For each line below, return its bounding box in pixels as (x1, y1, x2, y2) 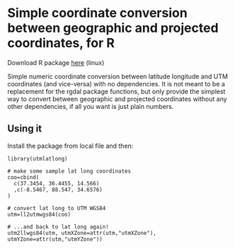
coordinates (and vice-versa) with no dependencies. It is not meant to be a (7, 79, 225, 88)
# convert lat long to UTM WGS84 (7, 204, 106, 212)
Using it (7, 122, 42, 135)
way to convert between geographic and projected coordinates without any (7, 94, 228, 103)
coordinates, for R (7, 35, 115, 51)
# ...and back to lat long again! (7, 223, 110, 231)
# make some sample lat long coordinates (7, 168, 132, 175)
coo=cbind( (7, 173, 40, 181)
